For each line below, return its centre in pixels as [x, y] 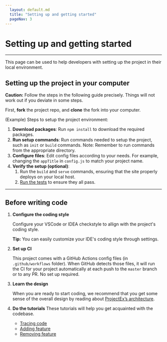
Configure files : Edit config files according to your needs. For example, [85, 156]
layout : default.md [30, 10]
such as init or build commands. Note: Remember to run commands [83, 145]
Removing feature [38, 334]
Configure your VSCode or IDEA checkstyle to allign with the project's [84, 224]
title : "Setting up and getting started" [53, 14]
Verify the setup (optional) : [41, 166]
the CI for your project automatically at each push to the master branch [85, 269]
